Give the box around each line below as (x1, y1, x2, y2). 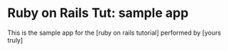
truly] (7, 35, 23, 44)
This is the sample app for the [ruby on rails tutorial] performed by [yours (7, 28, 222, 37)
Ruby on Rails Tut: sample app (7, 5, 189, 21)
